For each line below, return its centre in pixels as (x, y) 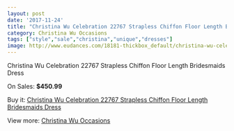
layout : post (26, 14)
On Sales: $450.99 (35, 86)
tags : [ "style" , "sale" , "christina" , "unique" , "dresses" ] (90, 40)
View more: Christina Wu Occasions (59, 121)
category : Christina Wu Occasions (57, 33)
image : (17, 46)
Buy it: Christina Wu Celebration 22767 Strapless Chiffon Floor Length (108, 100)
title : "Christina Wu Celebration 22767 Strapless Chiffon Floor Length (115, 26)
